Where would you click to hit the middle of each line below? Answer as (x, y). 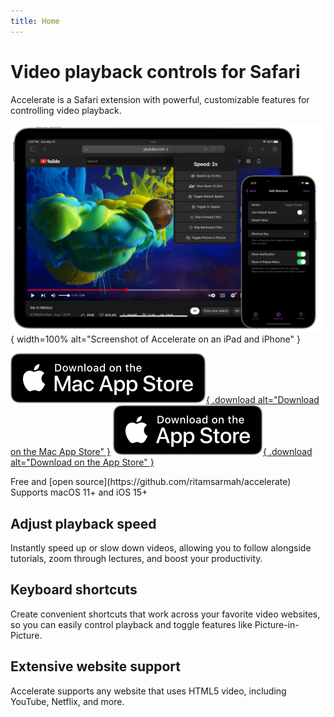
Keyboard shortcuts (74, 590)
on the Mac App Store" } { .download (161, 452)
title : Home (35, 21)
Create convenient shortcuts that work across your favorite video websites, (165, 614)
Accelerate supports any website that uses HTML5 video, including (148, 691)
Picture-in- (277, 624)
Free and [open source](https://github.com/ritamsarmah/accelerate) (151, 482)
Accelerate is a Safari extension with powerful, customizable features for (160, 99)
